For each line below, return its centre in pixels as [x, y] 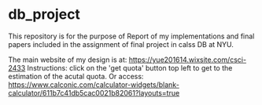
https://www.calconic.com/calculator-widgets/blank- [94, 85]
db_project [44, 14]
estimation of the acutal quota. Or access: [76, 76]
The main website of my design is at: [68, 60]
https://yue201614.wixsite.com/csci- [187, 60]
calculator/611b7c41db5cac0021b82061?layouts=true [94, 92]
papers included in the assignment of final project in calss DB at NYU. [121, 44]
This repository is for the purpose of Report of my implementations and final [131, 36]
